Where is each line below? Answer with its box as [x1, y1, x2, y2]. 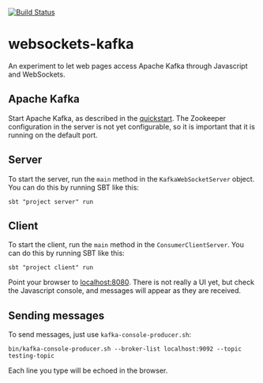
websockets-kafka [8, 36, 134, 53]
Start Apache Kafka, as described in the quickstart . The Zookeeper [8, 113, 227, 122]
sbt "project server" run [8, 197, 93, 205]
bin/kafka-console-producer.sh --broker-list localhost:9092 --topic [8, 345, 242, 353]
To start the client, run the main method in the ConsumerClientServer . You [8, 240, 245, 250]
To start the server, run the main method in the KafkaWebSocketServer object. [8, 174, 255, 183]
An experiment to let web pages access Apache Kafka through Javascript [8, 61, 248, 70]
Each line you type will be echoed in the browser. [8, 366, 168, 375]
